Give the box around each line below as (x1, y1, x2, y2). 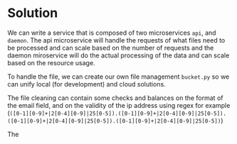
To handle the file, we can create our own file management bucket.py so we (7, 72, 230, 81)
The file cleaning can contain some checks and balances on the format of (7, 94, 223, 102)
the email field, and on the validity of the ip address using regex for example (7, 101, 231, 109)
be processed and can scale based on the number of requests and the (7, 43, 214, 52)
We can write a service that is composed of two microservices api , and (7, 28, 216, 37)
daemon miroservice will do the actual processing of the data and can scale (7, 51, 230, 60)
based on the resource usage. (7, 58, 95, 67)
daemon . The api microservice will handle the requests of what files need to (7, 35, 226, 44)
